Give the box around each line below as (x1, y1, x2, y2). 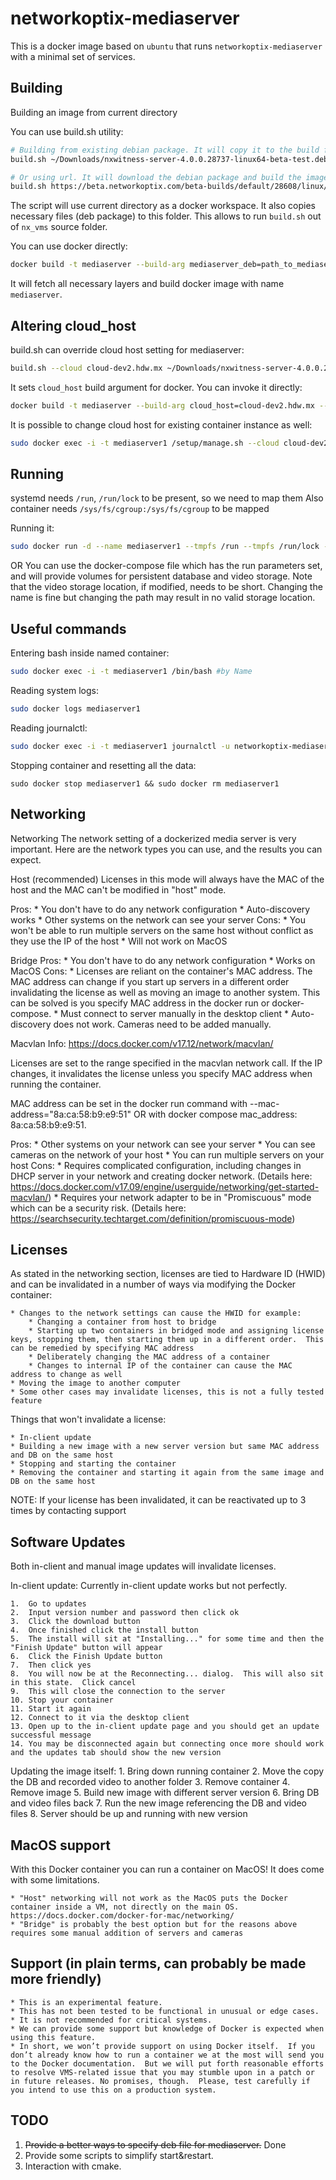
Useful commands (10, 620, 127, 637)
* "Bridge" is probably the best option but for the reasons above (10, 1919, 298, 1929)
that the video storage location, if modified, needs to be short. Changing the (10, 581, 323, 593)
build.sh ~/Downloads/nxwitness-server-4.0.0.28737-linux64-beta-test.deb (10, 154, 329, 164)
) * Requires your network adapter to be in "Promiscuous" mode (48, 1191, 312, 1203)
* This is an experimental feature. (10, 1997, 163, 2007)
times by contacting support (10, 1505, 127, 1517)
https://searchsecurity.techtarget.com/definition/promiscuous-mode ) (10, 1212, 296, 1224)
